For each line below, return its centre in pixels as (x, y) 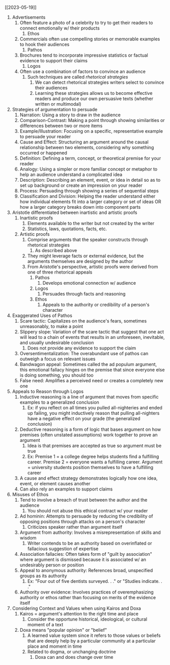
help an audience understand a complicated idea (71, 175)
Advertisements (29, 17)
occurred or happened (43, 153)
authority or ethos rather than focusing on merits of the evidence (88, 597)
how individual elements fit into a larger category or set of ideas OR (90, 202)
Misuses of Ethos (30, 494)
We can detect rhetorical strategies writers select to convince (100, 82)
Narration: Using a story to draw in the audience (70, 115)
